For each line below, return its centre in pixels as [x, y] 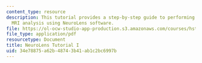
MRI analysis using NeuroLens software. [63, 23]
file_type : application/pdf [41, 34]
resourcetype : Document [36, 40]
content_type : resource [36, 12]
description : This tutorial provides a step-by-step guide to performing [101, 17]
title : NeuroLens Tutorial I [43, 46]
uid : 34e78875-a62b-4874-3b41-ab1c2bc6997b [62, 51]
